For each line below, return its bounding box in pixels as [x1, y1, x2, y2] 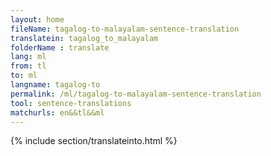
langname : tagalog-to [10, 80, 101, 90]
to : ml [10, 71, 38, 81]
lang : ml [10, 52, 47, 62]
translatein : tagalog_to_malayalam [10, 33, 159, 43]
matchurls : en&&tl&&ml [10, 107, 105, 118]
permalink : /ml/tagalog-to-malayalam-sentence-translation [10, 89, 262, 99]
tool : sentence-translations [10, 98, 132, 108]
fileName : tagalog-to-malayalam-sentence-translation [10, 24, 240, 34]
